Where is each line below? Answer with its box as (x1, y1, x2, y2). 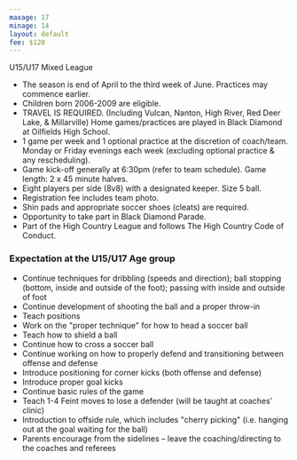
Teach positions (21, 310, 81, 321)
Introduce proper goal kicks (21, 377, 124, 387)
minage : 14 (9, 21, 50, 30)
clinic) (21, 405, 45, 416)
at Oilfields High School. (21, 126, 111, 138)
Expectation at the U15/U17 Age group (9, 252, 176, 265)
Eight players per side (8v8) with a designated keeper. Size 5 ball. (21, 183, 262, 194)
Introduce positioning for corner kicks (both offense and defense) (21, 367, 262, 377)
